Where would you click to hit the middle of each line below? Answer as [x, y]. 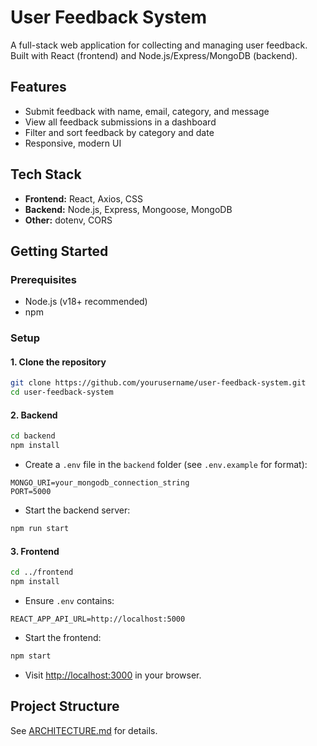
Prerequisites [43, 279]
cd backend [33, 436]
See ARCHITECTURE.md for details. [84, 730]
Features [38, 87]
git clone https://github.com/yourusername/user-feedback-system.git [158, 383]
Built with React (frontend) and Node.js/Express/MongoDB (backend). [154, 55]
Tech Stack [46, 174]
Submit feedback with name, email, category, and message [147, 111]
